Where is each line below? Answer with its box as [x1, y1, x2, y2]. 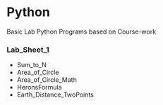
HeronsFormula [16, 83, 62, 92]
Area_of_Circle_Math [16, 76, 77, 84]
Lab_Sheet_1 [6, 45, 50, 55]
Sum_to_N [16, 61, 47, 69]
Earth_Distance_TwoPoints [16, 90, 95, 99]
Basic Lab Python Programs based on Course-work [6, 27, 157, 36]
